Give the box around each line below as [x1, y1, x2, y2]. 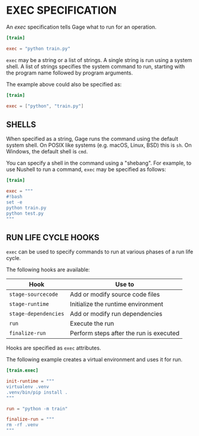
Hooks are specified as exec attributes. [6, 344, 101, 352]
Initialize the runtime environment [70, 300, 164, 308]
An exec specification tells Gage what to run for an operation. [6, 23, 157, 30]
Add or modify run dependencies [70, 310, 163, 318]
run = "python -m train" [6, 406, 68, 412]
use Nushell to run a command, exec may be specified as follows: [6, 166, 166, 173]
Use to [115, 280, 135, 289]
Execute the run [70, 320, 114, 328]
